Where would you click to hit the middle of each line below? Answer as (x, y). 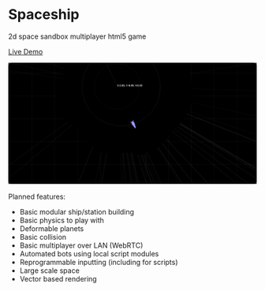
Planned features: (37, 197)
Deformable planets (52, 229)
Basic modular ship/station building (77, 212)
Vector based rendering (58, 279)
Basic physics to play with (62, 220)
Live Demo (26, 51)
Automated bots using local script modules (89, 254)
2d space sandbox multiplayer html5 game (77, 36)
